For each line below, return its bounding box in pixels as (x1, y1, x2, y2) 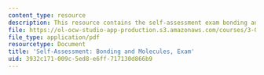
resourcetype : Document (8, 41, 86, 48)
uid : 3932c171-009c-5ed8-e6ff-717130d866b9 (8, 55, 153, 63)
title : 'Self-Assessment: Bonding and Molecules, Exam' (8, 48, 195, 55)
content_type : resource (8, 11, 86, 20)
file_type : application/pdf (8, 33, 101, 41)
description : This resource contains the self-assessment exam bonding (8, 19, 247, 27)
